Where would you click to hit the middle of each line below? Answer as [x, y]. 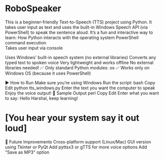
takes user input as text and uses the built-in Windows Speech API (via [76, 27]
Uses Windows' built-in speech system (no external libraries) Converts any [81, 57]
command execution [26, 42]
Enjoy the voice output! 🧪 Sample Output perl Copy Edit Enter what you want [82, 93]
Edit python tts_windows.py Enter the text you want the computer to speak [80, 88]
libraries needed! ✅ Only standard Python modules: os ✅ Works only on [77, 68]
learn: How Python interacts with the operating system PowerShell [72, 38]
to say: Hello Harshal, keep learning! [42, 98]
